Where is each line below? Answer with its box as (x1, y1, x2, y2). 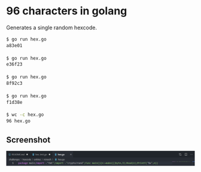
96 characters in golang (6, 4, 127, 18)
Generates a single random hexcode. (6, 24, 98, 31)
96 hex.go (6, 118, 31, 124)
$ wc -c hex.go (6, 112, 44, 118)
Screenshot (6, 134, 51, 145)
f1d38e (6, 99, 23, 105)
